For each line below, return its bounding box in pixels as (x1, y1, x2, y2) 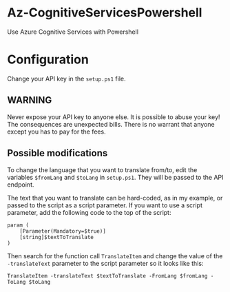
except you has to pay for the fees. (7, 127, 106, 136)
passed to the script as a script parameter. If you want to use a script (7, 201, 203, 209)
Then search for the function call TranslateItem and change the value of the (7, 251, 223, 260)
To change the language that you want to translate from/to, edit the (7, 165, 198, 174)
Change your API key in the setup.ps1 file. (7, 74, 126, 83)
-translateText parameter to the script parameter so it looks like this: (7, 259, 204, 267)
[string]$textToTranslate (19, 233, 94, 240)
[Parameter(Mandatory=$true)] (19, 227, 107, 235)
